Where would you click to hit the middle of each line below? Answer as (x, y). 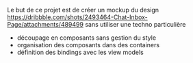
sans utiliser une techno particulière (136, 24)
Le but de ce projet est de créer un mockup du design (83, 10)
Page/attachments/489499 (46, 24)
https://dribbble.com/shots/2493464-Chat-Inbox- (78, 17)
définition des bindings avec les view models (80, 52)
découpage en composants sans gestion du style (86, 38)
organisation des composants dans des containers (88, 45)
